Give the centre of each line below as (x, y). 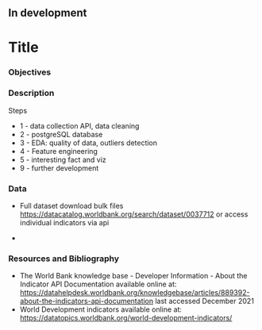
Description (31, 93)
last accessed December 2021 (204, 301)
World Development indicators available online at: (101, 309)
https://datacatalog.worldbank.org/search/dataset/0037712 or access (134, 214)
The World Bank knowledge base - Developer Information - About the (133, 276)
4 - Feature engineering (58, 151)
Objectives (30, 72)
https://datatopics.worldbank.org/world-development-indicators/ (126, 318)
